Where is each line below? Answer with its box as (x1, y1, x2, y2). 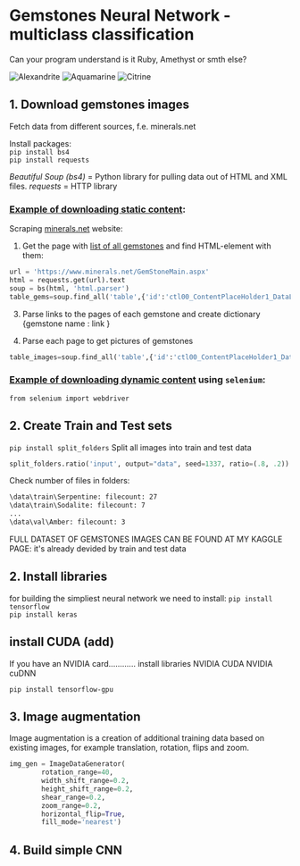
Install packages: (9, 138, 71, 148)
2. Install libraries (9, 569, 108, 584)
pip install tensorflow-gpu (9, 685, 114, 694)
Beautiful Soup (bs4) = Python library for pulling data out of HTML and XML (9, 171, 288, 181)
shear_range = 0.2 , (41, 793, 105, 802)
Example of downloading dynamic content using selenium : (9, 374, 266, 386)
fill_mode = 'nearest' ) (41, 818, 122, 827)
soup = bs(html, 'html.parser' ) (9, 283, 129, 293)
